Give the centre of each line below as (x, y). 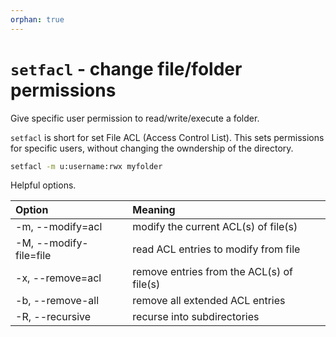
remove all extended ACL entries (209, 301)
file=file (33, 256)
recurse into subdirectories (196, 317)
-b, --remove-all (57, 301)
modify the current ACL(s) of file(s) (215, 227)
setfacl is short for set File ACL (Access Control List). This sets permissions (167, 137)
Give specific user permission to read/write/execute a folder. (135, 118)
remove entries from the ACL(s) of (213, 272)
